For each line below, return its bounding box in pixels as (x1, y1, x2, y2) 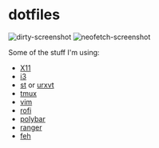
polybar (19, 114, 46, 123)
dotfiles (8, 6, 61, 24)
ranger (19, 122, 42, 132)
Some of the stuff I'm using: (8, 47, 100, 57)
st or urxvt (19, 80, 54, 90)
